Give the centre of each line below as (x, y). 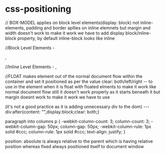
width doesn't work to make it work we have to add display (65, 33)
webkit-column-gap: (26, 127)
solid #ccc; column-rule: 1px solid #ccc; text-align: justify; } (65, 131)
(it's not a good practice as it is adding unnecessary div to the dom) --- (77, 106)
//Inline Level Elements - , (31, 67)
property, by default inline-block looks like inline (66, 38)
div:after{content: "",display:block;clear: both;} (52, 112)
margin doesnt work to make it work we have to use (57, 97)
